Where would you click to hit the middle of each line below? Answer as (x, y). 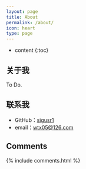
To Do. (14, 84)
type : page (19, 34)
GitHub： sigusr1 (34, 120)
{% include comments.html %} (43, 160)
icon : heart (21, 28)
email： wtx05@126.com (44, 127)
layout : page (22, 11)
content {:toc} (32, 50)
